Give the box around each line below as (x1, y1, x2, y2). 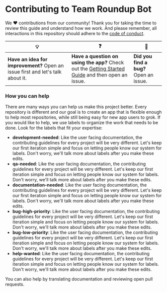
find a (133, 59, 148, 66)
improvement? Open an (7, 62, 64, 69)
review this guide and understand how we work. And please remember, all (5, 25, 157, 31)
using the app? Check (71, 59, 124, 66)
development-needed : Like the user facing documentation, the (12, 135, 143, 141)
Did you (133, 53, 153, 60)
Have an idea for (7, 56, 48, 63)
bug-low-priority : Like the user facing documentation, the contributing (12, 229, 158, 235)
